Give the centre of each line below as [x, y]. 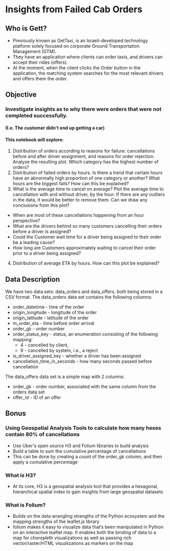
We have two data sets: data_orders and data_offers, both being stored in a [84, 291]
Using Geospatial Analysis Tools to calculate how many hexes [83, 428]
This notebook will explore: [35, 140]
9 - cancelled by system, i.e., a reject [59, 350]
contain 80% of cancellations [42, 434]
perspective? [26, 221]
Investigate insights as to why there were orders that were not [83, 109]
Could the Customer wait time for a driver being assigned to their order [87, 237]
